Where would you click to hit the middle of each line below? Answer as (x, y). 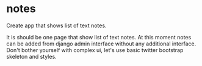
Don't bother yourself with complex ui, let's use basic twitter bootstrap (95, 50)
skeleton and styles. (31, 56)
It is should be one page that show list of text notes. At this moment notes (99, 37)
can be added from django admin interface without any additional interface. (101, 44)
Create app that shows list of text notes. (56, 25)
